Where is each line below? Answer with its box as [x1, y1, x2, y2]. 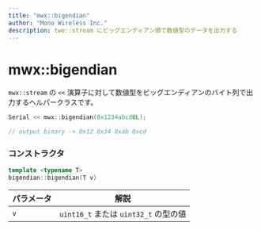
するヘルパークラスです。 [14, 98, 98, 107]
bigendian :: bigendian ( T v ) [8, 174, 97, 182]
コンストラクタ [8, 148, 65, 159]
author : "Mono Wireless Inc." [8, 19, 108, 27]
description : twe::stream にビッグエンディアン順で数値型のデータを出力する [8, 26, 238, 34]
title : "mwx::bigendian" [8, 11, 90, 20]
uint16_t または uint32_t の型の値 [59, 209, 187, 220]
